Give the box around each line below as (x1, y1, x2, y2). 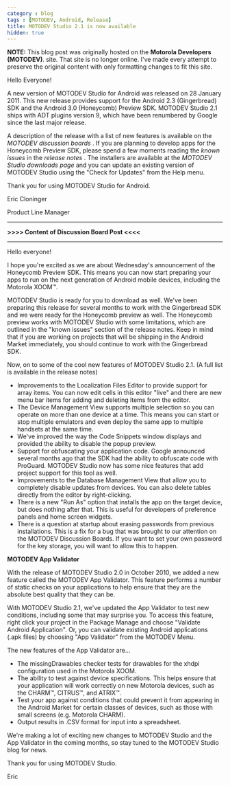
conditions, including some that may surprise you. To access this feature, (7, 611, 214, 619)
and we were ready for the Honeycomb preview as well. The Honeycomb (7, 311, 213, 319)
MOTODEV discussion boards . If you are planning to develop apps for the (7, 139, 216, 148)
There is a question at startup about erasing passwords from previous (16, 520, 214, 528)
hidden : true (7, 29, 44, 36)
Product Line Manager (7, 208, 71, 216)
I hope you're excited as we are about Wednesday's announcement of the (7, 261, 216, 269)
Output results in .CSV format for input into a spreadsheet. (16, 718, 181, 726)
